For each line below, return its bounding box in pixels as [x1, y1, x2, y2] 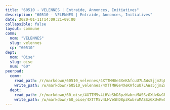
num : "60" [10, 64, 30, 69]
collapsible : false [5, 21, 47, 27]
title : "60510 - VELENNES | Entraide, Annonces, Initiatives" [5, 7, 139, 13]
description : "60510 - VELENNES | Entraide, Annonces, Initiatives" [5, 12, 153, 17]
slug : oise [10, 59, 33, 64]
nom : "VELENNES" [10, 36, 44, 41]
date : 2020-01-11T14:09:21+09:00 [5, 17, 76, 22]
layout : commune [5, 26, 39, 31]
